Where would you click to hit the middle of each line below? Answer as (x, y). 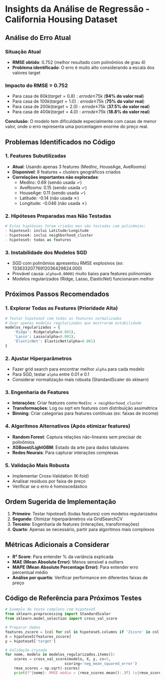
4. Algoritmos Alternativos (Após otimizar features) (68, 426)
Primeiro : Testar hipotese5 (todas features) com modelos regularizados (85, 513)
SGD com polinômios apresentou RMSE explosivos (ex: (68, 263)
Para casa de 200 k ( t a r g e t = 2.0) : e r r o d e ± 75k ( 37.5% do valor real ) (81, 107)
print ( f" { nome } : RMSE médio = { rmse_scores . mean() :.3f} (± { (77, 673)
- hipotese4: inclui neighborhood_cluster (49, 235)
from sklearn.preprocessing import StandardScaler (58, 614)
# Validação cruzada (26, 650)
